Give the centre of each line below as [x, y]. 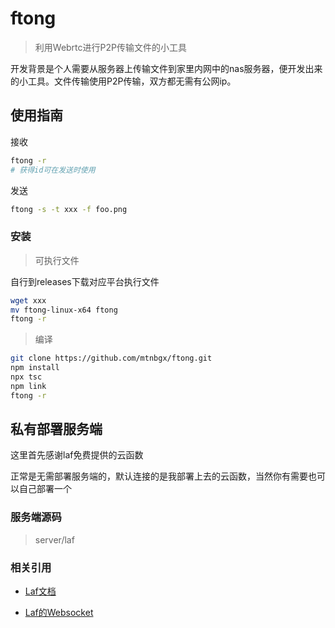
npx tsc [26, 377]
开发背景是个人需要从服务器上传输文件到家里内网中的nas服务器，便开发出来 [166, 68]
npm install [35, 368]
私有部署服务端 [56, 429]
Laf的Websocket [59, 613]
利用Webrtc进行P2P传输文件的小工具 [110, 47]
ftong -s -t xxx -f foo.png [69, 209]
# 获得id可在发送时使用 [53, 170]
